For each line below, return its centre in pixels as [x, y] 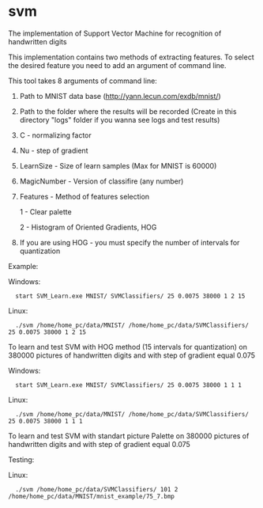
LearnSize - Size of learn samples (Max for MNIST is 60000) [118, 165]
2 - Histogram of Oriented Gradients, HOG [88, 227]
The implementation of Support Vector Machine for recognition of [115, 33]
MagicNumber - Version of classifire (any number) [101, 181]
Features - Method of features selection [85, 196]
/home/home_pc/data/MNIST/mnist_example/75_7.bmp [92, 496]
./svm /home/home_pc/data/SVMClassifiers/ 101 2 [97, 489]
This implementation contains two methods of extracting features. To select [131, 57]
